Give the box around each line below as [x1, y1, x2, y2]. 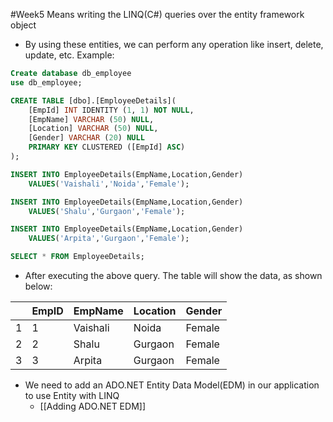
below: [24, 280, 53, 292]
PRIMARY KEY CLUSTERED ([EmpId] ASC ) [28, 142, 186, 153]
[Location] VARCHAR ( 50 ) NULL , [28, 124, 159, 134]
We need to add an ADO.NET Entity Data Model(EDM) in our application [24, 379, 320, 391]
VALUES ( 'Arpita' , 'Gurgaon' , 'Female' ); [28, 234, 190, 244]
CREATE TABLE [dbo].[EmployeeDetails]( [10, 95, 177, 106]
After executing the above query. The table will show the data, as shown [24, 270, 323, 281]
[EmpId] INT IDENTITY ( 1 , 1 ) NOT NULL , [28, 105, 195, 115]
